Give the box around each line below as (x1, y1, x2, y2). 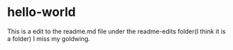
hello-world (7, 4, 77, 20)
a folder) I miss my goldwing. (7, 34, 90, 42)
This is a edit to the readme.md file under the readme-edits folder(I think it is (7, 27, 226, 35)
